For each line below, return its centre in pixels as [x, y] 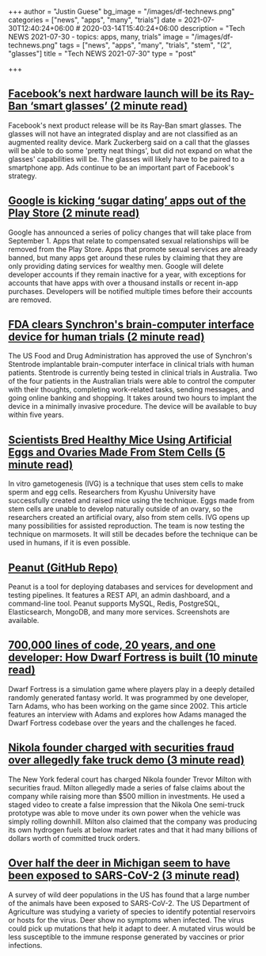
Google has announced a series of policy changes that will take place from [130, 232]
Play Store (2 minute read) [74, 213]
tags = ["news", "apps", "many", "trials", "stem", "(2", [145, 45]
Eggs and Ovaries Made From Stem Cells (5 [117, 452]
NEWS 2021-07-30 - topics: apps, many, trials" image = [99, 36]
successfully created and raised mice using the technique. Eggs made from [131, 501]
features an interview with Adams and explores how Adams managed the [127, 714]
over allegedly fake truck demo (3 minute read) [127, 760]
